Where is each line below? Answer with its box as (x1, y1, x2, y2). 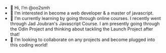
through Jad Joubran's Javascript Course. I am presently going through (10, 20, 160, 26)
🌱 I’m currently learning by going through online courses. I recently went (10, 15, 161, 21)
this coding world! (10, 42, 48, 47)
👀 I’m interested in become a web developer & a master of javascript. (10, 10, 154, 16)
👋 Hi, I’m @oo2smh (10, 5, 50, 10)
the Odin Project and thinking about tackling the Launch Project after (10, 26, 153, 32)
